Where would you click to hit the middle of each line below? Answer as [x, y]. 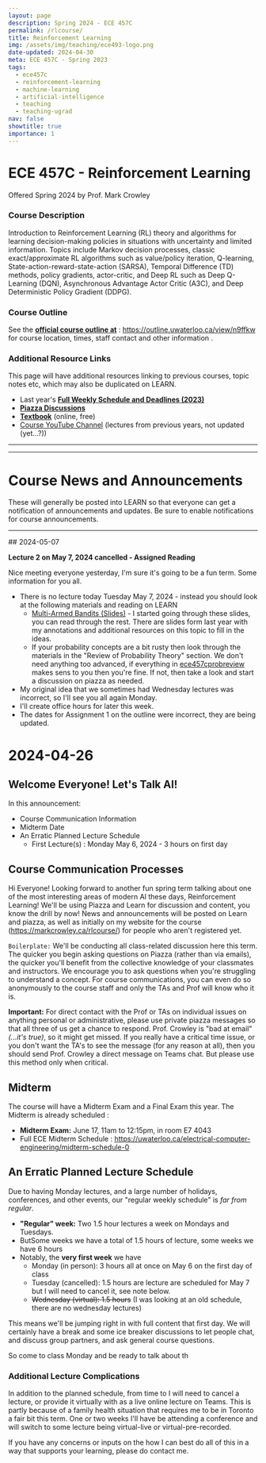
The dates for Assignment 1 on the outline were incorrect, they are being [137, 714]
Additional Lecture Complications [74, 1376]
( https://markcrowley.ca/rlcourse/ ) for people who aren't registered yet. [125, 930]
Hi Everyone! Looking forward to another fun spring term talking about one [130, 888]
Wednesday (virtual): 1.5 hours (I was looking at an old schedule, [137, 1299]
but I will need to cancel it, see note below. [101, 1291]
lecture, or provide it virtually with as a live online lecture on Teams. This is [130, 1402]
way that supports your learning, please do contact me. [99, 1451]
